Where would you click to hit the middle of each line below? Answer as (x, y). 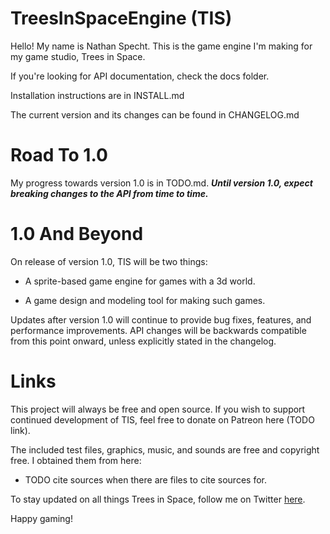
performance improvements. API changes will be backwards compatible (158, 330)
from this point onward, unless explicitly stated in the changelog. (143, 341)
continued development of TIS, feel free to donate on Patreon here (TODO (162, 419)
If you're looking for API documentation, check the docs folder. (140, 76)
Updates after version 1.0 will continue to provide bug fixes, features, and (161, 319)
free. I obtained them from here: (76, 460)
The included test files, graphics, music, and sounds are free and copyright (165, 449)
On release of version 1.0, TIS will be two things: (109, 261)
